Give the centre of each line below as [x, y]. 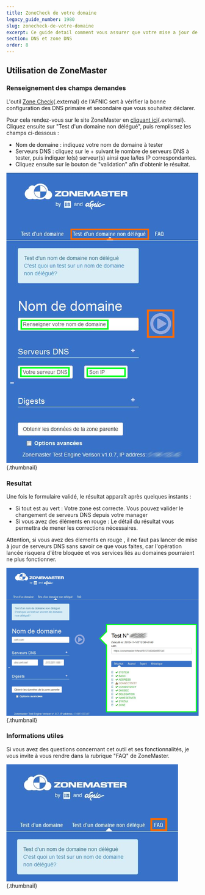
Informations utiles [35, 736]
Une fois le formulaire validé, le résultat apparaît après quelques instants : [99, 496]
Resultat [19, 483]
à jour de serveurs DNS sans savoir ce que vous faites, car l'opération [94, 546]
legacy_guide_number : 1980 [41, 19]
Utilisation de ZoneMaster [57, 71]
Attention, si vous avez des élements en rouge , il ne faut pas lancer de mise [102, 540]
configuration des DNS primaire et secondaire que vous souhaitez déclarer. [101, 108]
